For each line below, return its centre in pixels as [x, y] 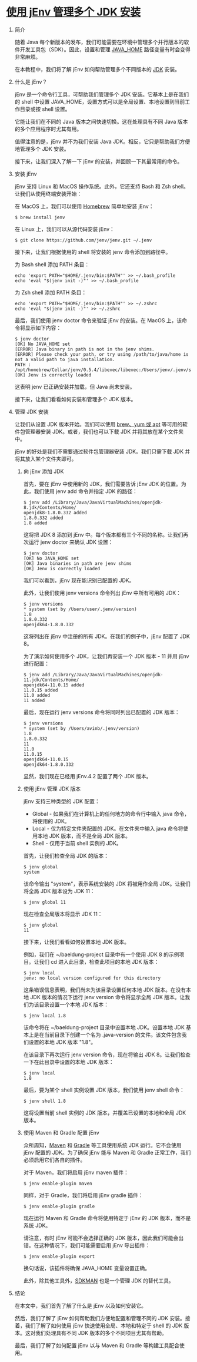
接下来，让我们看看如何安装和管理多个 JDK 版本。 [75, 399]
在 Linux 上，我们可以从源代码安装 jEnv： [64, 229]
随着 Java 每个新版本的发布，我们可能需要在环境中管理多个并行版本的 [99, 42]
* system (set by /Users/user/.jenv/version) [80, 609]
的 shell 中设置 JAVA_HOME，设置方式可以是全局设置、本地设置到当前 [100, 101]
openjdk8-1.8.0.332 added [55, 513]
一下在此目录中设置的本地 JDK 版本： [69, 1062]
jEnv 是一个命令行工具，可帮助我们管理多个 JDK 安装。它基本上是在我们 [102, 94]
